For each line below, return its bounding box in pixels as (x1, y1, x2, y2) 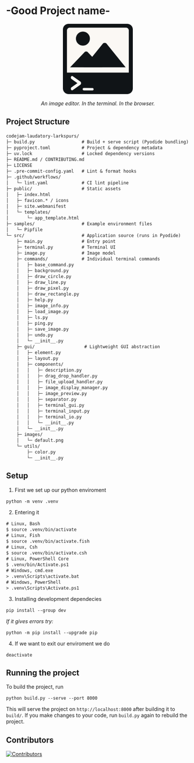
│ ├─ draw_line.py (16, 279, 66, 285)
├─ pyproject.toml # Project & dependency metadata (6, 145, 163, 150)
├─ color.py (27, 449, 57, 455)
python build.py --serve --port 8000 (6, 695, 98, 702)
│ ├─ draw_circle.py (16, 273, 72, 279)
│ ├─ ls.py (16, 314, 48, 320)
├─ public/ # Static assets (6, 185, 121, 191)
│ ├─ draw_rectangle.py (16, 291, 80, 297)
